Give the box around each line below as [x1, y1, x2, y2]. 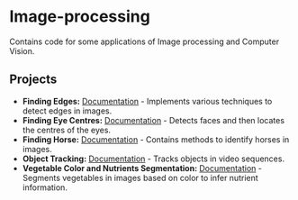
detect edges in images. [22, 105, 113, 116]
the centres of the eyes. [22, 124, 111, 135]
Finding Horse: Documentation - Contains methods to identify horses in [22, 133, 290, 145]
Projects [9, 72, 58, 87]
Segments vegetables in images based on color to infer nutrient [22, 172, 258, 183]
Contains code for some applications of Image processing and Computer [9, 36, 280, 47]
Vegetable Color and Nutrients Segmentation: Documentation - [22, 162, 263, 173]
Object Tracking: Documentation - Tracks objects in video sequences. [22, 153, 285, 164]
